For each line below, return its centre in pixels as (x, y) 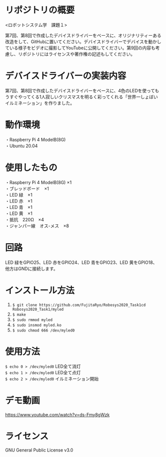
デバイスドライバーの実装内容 (66, 76)
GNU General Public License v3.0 (39, 450)
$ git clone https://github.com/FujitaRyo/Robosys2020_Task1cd (79, 305)
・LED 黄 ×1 (19, 213)
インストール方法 (40, 290)
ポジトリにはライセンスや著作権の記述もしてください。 (79, 54)
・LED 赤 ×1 (19, 201)
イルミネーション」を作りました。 (40, 103)
